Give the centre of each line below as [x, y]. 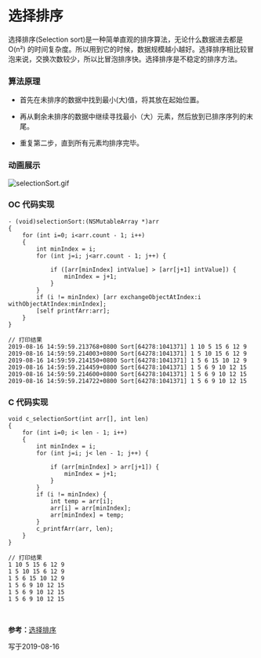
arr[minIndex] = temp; [87, 515]
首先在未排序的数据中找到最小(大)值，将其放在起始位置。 [111, 100]
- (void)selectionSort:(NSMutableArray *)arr [83, 221]
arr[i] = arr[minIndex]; [91, 508]
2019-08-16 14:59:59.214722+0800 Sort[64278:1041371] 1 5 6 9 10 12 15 [127, 381]
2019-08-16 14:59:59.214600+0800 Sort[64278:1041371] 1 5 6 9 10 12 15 [127, 374]
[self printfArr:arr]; [73, 311]
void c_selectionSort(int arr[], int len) [78, 419]
